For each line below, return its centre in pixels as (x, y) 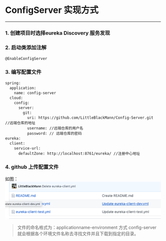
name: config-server (35, 93)
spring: (13, 83)
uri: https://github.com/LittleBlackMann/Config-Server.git (90, 118)
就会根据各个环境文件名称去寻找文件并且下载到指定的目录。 (78, 234)
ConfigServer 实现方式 (52, 10)
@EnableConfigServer (26, 59)
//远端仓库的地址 (20, 123)
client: (18, 144)
